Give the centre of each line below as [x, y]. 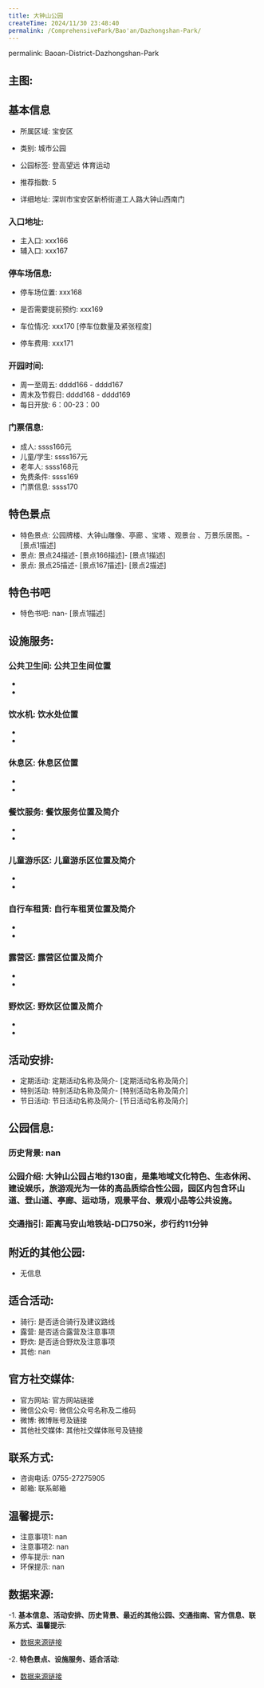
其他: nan [35, 1351]
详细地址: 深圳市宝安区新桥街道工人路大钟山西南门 [102, 199]
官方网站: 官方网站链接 [57, 1400]
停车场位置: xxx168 [51, 292]
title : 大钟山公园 [36, 16]
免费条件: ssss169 [49, 476]
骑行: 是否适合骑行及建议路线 [67, 1322]
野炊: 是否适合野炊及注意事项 [67, 1342]
